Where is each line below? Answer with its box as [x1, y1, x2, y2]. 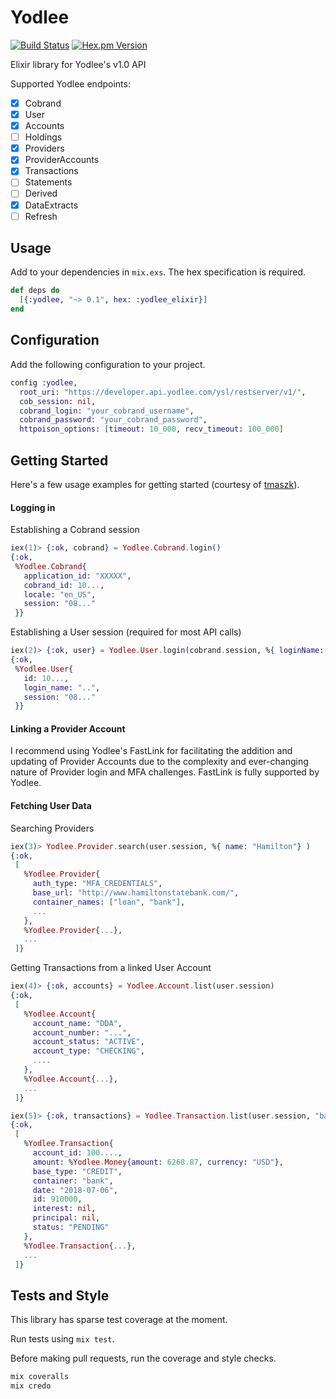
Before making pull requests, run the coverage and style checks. [10, 1352, 277, 1365]
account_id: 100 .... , [32, 1148, 123, 1158]
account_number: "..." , [32, 1027, 132, 1038]
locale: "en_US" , [23, 589, 97, 600]
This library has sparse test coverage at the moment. [10, 1314, 228, 1326]
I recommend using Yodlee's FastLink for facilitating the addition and [10, 745, 293, 757]
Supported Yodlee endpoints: [10, 77, 131, 90]
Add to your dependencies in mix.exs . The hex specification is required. [10, 266, 307, 278]
